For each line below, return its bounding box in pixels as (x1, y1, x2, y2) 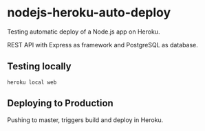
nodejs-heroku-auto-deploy (7, 5, 171, 21)
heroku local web (7, 79, 57, 86)
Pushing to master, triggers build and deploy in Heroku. (7, 115, 164, 124)
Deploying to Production (7, 97, 114, 109)
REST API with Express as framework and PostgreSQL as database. (7, 40, 198, 49)
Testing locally (7, 60, 72, 73)
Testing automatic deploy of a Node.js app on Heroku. (7, 27, 160, 36)
